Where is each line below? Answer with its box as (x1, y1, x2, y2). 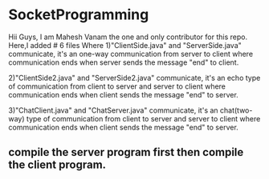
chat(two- (219, 105, 253, 115)
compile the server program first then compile (8, 145, 244, 159)
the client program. (8, 158, 107, 172)
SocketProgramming (8, 6, 149, 24)
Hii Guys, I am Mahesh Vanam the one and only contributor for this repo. (8, 32, 247, 42)
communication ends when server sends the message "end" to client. (8, 58, 239, 67)
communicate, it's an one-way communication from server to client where (8, 49, 254, 58)
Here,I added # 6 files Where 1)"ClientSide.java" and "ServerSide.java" (8, 40, 243, 50)
